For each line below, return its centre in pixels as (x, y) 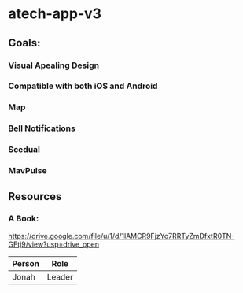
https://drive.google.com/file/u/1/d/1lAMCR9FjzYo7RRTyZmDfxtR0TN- (121, 236)
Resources (35, 197)
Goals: (24, 43)
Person (26, 263)
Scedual (24, 150)
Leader (60, 276)
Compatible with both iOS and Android (83, 86)
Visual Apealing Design (54, 65)
